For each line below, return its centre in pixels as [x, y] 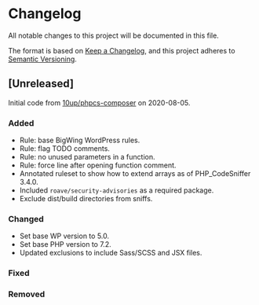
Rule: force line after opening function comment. [98, 165]
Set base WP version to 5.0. [64, 236]
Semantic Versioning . [42, 59]
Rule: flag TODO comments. [64, 149]
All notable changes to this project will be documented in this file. [114, 35]
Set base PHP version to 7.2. [65, 244]
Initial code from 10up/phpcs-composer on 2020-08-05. [99, 102]
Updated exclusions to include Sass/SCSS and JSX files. [111, 253]
